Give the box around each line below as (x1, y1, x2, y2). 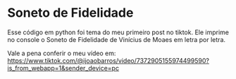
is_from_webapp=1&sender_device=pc (7, 64, 120, 72)
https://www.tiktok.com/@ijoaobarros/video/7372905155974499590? (7, 56, 210, 64)
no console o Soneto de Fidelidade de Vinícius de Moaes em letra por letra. (7, 35, 226, 43)
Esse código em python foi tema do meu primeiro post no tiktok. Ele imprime (7, 28, 230, 36)
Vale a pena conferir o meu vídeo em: (7, 49, 116, 57)
